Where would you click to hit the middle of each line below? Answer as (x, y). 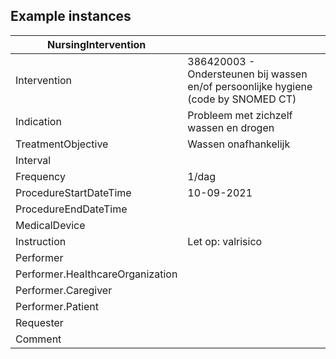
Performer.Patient (57, 306)
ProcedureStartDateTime (73, 192)
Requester (39, 322)
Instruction (41, 241)
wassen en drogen (231, 127)
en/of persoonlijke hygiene (250, 86)
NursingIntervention (97, 44)
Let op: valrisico (225, 241)
